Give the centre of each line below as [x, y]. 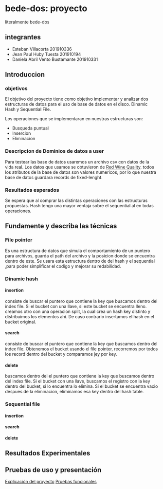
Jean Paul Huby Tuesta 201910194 [46, 54]
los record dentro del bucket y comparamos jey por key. [61, 354]
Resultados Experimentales [48, 453]
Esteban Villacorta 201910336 [42, 49]
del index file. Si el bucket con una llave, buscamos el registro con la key [78, 381]
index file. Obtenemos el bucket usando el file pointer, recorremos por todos [81, 349]
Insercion [21, 133]
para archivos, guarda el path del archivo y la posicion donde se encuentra [80, 255]
